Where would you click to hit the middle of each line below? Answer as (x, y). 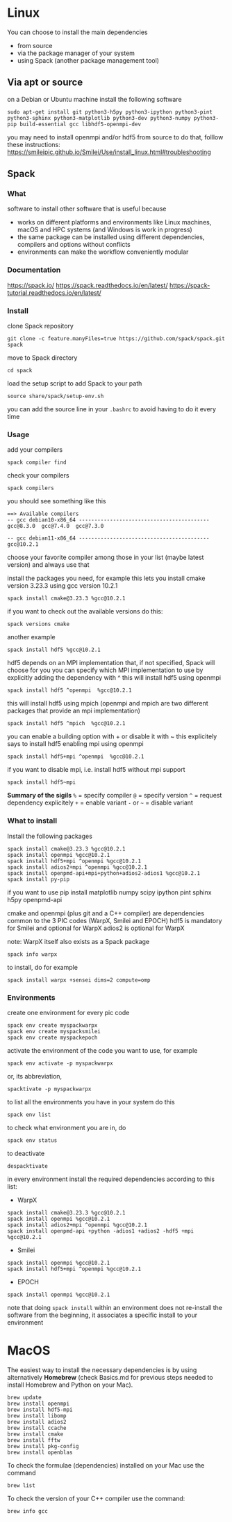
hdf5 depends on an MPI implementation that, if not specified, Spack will (111, 663)
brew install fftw (34, 1440)
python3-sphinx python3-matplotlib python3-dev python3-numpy (99, 118)
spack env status (32, 1140)
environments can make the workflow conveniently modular (103, 252)
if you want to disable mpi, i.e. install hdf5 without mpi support (96, 770)
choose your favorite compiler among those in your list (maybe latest (106, 557)
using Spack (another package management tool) (88, 60)
